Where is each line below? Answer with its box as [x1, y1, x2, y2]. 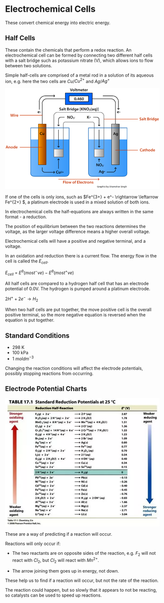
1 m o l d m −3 [12, 355, 34, 362]
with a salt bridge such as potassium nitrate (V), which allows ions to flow [5, 57, 153, 63]
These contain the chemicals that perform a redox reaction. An [5, 47, 132, 53]
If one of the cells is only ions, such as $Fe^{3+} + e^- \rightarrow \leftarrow [5, 194, 159, 200]
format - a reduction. [5, 214, 47, 220]
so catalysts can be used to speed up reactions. [5, 592, 102, 598]
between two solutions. [5, 62, 52, 68]
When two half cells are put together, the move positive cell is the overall [5, 307, 152, 313]
